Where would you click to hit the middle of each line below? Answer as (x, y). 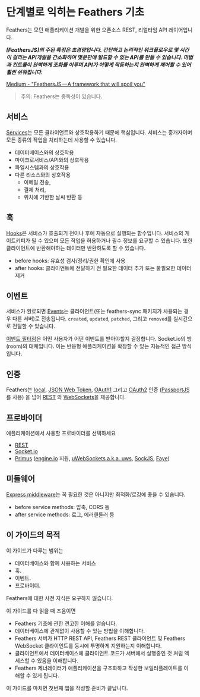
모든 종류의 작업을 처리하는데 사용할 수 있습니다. (62, 140)
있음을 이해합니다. (58, 660)
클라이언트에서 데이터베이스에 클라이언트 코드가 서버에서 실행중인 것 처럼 (99, 653)
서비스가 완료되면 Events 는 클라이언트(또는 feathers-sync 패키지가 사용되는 (94, 311)
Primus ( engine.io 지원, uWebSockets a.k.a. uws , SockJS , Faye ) (92, 458)
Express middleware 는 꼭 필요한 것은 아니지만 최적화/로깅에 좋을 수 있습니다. (96, 494)
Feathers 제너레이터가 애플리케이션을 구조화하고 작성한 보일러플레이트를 (99, 668)
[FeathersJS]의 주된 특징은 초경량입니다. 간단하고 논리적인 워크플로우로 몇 (92, 50)
